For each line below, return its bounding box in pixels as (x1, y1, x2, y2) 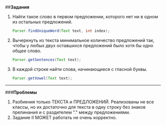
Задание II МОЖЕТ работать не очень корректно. (12, 114, 117, 120)
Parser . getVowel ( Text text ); (12, 76, 73, 81)
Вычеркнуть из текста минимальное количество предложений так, (12, 37, 155, 43)
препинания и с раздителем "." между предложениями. (12, 109, 130, 115)
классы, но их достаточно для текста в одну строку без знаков (12, 104, 146, 110)
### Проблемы (5, 89, 37, 95)
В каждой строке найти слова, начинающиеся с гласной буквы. (12, 66, 148, 72)
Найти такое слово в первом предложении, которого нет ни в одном (12, 14, 158, 19)
